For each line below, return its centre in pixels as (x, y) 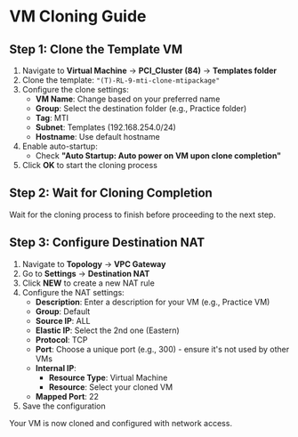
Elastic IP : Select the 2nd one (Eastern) (107, 330)
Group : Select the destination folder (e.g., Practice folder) (141, 108)
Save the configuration (64, 406)
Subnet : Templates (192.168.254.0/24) (105, 127)
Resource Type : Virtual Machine (108, 377)
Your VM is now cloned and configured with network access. (121, 423)
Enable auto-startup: (60, 146)
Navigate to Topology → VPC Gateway (94, 263)
